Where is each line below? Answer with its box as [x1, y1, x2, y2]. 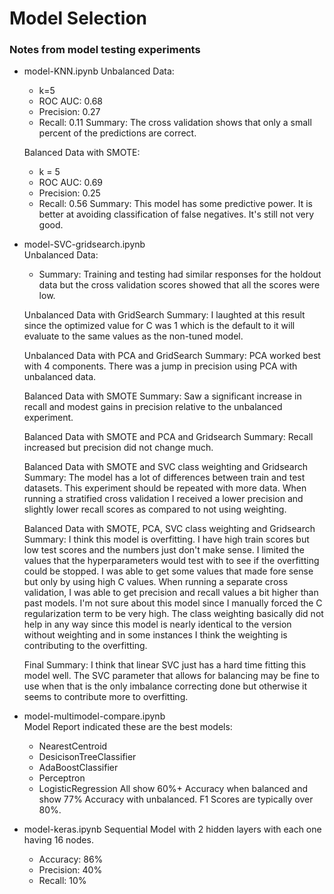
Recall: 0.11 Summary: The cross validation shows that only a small [38, 117, 312, 129]
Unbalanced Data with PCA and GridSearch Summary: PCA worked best [23, 350, 321, 362]
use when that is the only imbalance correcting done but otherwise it [23, 680, 308, 692]
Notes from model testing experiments [9, 43, 201, 57]
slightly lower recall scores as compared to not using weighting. [23, 503, 287, 516]
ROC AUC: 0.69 [38, 177, 103, 189]
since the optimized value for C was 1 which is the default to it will [23, 320, 296, 332]
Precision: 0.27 [38, 106, 101, 118]
